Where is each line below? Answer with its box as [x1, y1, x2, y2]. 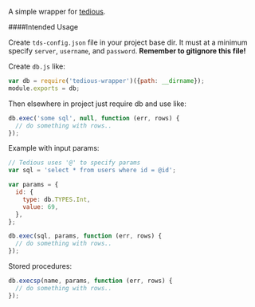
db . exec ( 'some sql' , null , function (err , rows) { [8, 114, 180, 122]
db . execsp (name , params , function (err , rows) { [8, 277, 173, 285]
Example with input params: [8, 144, 100, 153]
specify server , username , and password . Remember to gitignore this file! [8, 46, 246, 55]
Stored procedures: [8, 262, 73, 270]
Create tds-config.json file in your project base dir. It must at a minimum [8, 37, 249, 47]
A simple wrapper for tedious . [8, 7, 106, 16]
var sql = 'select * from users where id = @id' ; [8, 167, 177, 175]
